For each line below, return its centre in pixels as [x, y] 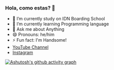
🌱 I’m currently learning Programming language [60, 24]
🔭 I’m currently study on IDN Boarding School [58, 19]
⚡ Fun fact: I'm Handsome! [39, 40]
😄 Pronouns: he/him [33, 35]
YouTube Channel [30, 47]
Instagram [23, 53]
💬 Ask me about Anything [38, 29]
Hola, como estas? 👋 [30, 8]
